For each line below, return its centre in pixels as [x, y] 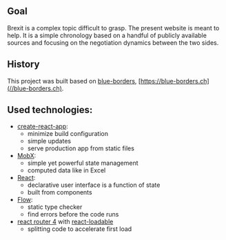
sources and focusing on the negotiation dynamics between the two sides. [113, 42]
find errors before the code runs [73, 214]
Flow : [25, 200]
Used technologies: [50, 110]
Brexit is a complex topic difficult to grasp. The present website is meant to [113, 28]
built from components [60, 192]
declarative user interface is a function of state [94, 185]
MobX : [27, 156]
